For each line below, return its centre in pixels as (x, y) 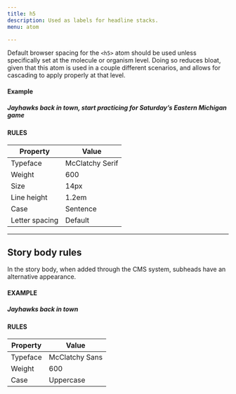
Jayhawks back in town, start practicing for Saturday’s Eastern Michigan (117, 107)
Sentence (81, 209)
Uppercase (67, 380)
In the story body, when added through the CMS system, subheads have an (117, 269)
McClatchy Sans (76, 357)
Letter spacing (34, 220)
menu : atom (23, 27)
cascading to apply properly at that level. (66, 75)
